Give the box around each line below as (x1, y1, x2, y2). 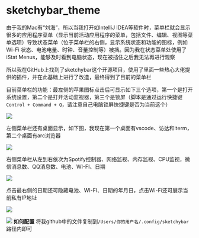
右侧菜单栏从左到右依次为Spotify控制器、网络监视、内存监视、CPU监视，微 (6, 155, 191, 163)
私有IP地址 (11, 194, 37, 201)
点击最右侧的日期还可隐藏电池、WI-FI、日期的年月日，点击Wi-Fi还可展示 (6, 186, 184, 194)
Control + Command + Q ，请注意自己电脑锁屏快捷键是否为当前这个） (6, 101, 171, 108)
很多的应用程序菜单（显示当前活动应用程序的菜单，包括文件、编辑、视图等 (6, 31, 188, 38)
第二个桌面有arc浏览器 (6, 131, 61, 139)
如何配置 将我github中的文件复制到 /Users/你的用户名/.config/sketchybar (13, 217, 190, 225)
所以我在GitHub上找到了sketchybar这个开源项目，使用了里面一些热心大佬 (6, 66, 185, 73)
